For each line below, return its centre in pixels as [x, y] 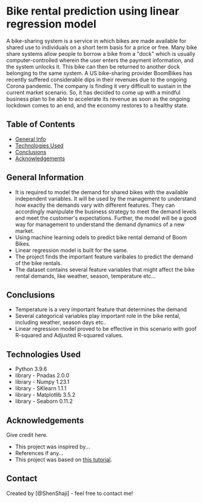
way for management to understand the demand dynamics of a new [100, 224]
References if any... [39, 453]
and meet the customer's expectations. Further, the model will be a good [106, 218]
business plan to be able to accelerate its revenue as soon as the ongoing [98, 99]
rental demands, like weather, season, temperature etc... [85, 276]
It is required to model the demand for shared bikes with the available [101, 192]
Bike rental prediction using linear [93, 11]
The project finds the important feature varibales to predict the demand [104, 257]
